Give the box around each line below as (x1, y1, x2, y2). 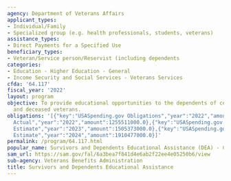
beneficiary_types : (7, 49, 63, 56)
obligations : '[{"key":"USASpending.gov (7, 112, 125, 119)
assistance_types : (7, 36, 60, 43)
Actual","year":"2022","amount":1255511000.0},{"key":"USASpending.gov (13, 118, 223, 126)
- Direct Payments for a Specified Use (7, 42, 122, 49)
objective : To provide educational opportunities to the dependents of (7, 100, 217, 107)
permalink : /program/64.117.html (7, 138, 103, 145)
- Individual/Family (7, 23, 67, 30)
